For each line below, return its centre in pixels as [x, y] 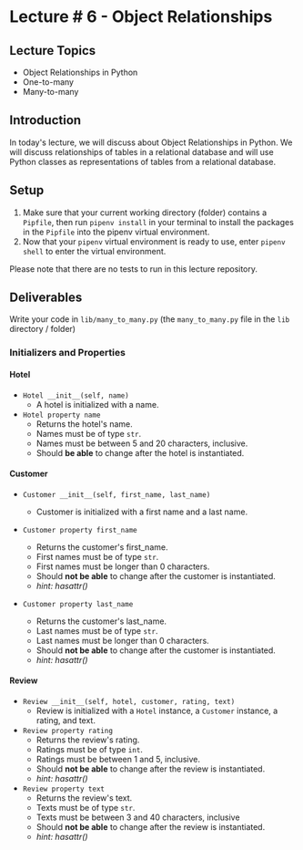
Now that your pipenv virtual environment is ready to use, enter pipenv [154, 241]
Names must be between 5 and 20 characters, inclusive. [142, 443]
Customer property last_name [78, 604]
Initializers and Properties [67, 353]
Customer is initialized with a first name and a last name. [142, 512]
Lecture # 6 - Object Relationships [141, 17]
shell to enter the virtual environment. [94, 251]
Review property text [63, 789]
